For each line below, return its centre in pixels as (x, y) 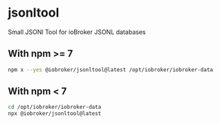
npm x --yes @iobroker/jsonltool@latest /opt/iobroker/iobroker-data (111, 70)
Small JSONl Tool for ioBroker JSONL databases (77, 32)
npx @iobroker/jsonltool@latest (54, 114)
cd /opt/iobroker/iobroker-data (54, 107)
